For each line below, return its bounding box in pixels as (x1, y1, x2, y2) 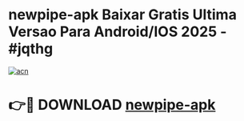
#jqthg (8, 40, 54, 58)
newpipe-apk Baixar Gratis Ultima (8, 6, 238, 24)
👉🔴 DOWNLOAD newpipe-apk (8, 96, 216, 114)
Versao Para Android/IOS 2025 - (8, 22, 227, 41)
